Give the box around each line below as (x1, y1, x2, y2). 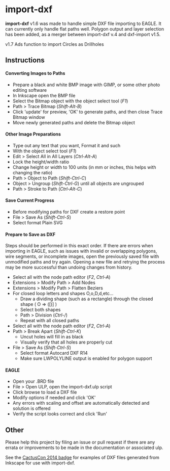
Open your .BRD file (12, 378, 54, 384)
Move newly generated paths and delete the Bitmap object (12, 119, 135, 125)
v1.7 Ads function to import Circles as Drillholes (5, 41, 104, 47)
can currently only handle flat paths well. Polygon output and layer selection (5, 25, 164, 32)
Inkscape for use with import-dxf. (5, 460, 75, 466)
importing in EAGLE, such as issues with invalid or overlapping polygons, (5, 248, 157, 254)
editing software (12, 87, 47, 93)
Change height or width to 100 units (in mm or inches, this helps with (12, 164, 156, 170)
